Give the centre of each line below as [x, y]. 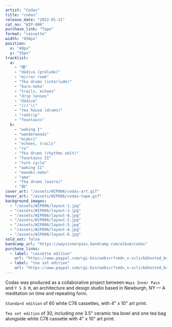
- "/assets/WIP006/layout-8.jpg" [46, 215]
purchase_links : [23, 249]
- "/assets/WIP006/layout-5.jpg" [46, 225]
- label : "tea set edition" [40, 263]
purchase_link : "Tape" [29, 29]
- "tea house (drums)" [39, 110]
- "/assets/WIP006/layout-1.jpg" [46, 206]
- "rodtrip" [27, 115]
